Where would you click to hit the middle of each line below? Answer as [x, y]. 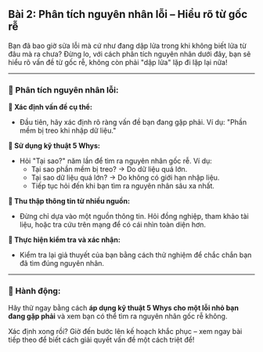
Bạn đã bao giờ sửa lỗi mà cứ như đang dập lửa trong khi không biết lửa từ [127, 45]
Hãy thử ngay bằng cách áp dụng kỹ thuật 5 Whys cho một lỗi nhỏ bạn [123, 308]
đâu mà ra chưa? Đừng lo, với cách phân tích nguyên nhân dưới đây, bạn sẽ [130, 54]
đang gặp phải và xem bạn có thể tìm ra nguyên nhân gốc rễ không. [118, 316]
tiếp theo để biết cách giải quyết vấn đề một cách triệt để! [101, 340]
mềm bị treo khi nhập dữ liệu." [68, 131]
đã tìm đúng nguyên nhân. [61, 263]
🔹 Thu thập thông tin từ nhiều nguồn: [69, 201]
